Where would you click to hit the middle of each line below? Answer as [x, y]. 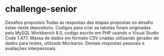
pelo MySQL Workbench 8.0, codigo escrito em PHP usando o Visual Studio [82, 33]
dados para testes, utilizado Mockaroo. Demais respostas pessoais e [75, 43]
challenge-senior [41, 9]
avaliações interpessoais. [31, 48]
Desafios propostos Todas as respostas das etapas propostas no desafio [79, 22]
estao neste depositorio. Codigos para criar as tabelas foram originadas [78, 27]
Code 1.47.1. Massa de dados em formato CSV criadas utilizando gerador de [82, 38]
